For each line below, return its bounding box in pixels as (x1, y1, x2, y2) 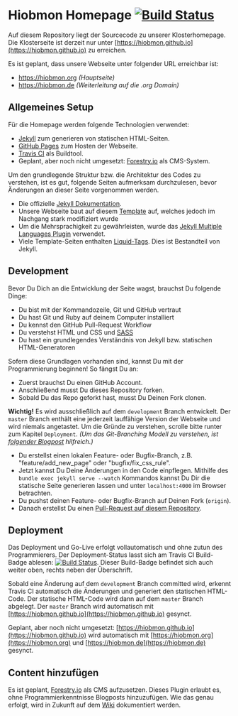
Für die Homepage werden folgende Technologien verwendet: (8, 120, 190, 129)
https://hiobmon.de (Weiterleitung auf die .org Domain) (18, 80, 179, 89)
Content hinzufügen (8, 666, 99, 678)
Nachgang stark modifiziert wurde (18, 214, 119, 223)
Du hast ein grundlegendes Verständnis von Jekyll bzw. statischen (18, 335, 212, 344)
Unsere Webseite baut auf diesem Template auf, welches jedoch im (18, 207, 215, 215)
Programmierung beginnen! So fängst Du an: (8, 364, 139, 373)
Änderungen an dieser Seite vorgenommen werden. (8, 185, 159, 194)
